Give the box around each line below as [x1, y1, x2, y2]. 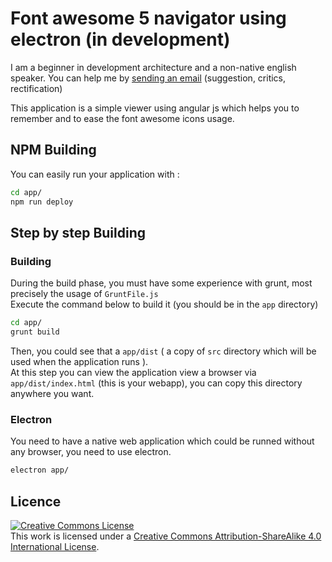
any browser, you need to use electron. [10, 446, 172, 458]
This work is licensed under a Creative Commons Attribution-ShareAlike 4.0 [10, 530, 322, 542]
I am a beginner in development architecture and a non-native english [10, 61, 297, 73]
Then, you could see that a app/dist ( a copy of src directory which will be [10, 345, 317, 357]
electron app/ [10, 465, 70, 476]
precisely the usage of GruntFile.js [10, 288, 159, 300]
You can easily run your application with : [10, 168, 180, 180]
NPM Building [10, 142, 97, 159]
